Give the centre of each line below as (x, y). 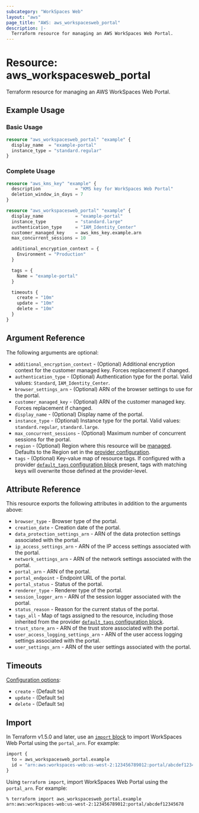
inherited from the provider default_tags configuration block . (89, 622)
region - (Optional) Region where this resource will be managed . (93, 446)
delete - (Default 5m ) (40, 704)
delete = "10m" (36, 309)
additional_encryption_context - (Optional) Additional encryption (95, 364)
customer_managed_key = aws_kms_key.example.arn (77, 233)
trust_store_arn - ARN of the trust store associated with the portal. (97, 628)
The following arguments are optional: (52, 352)
